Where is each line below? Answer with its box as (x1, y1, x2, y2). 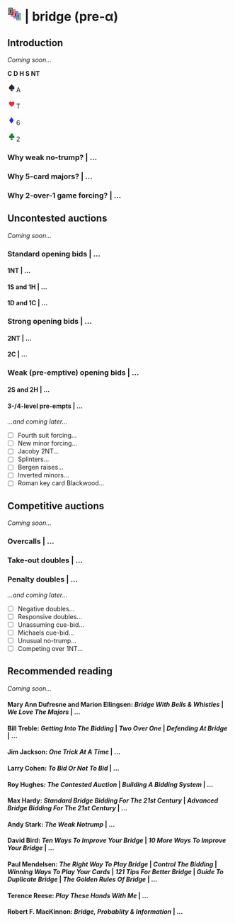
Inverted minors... (17, 471, 69, 480)
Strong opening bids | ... (7, 317, 92, 327)
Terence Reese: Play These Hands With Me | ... (7, 891, 149, 900)
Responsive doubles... (17, 612, 83, 621)
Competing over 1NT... (17, 644, 84, 652)
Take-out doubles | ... (7, 555, 84, 565)
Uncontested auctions (7, 213, 108, 225)
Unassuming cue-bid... (17, 620, 85, 629)
